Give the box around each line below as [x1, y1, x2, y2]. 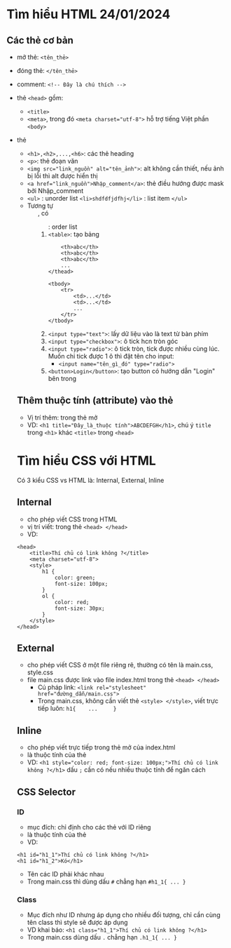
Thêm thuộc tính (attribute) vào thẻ [16, 394, 174, 406]
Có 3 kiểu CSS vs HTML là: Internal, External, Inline [16, 476, 164, 484]
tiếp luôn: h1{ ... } [37, 705, 117, 713]
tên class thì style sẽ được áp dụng [27, 919, 128, 927]
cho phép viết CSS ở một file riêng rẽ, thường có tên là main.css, [27, 661, 213, 669]
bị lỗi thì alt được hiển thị [27, 172, 99, 180]
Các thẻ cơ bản [6, 34, 74, 46]
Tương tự [27, 201, 54, 210]
